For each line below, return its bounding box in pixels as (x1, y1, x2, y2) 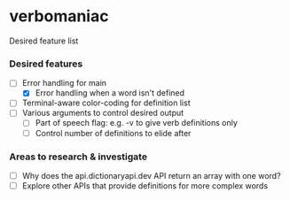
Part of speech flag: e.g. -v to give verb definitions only (35, 118, 238, 128)
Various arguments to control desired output (21, 108, 184, 119)
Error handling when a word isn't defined (35, 88, 184, 98)
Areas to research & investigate (9, 150, 148, 163)
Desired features (9, 58, 83, 70)
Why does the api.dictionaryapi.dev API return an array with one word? (21, 170, 281, 181)
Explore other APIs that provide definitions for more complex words (21, 180, 269, 191)
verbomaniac (9, 6, 109, 27)
